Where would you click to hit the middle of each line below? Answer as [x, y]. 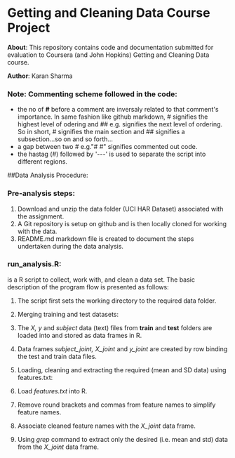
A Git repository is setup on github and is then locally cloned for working [122, 223]
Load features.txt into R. [52, 391]
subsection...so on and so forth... [65, 139]
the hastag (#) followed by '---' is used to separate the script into [112, 154]
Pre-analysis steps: [41, 193]
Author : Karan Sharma [40, 76]
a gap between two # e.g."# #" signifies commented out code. [107, 147]
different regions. [42, 162]
